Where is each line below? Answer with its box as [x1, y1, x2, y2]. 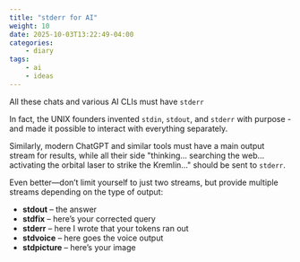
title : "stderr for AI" [9, 13, 99, 22]
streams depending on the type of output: [9, 186, 164, 197]
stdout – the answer [21, 204, 97, 214]
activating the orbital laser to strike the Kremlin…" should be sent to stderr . [9, 159, 287, 170]
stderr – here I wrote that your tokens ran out [21, 223, 190, 233]
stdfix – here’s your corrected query [21, 213, 157, 224]
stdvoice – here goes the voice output [21, 232, 164, 243]
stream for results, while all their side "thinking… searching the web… [9, 150, 265, 161]
